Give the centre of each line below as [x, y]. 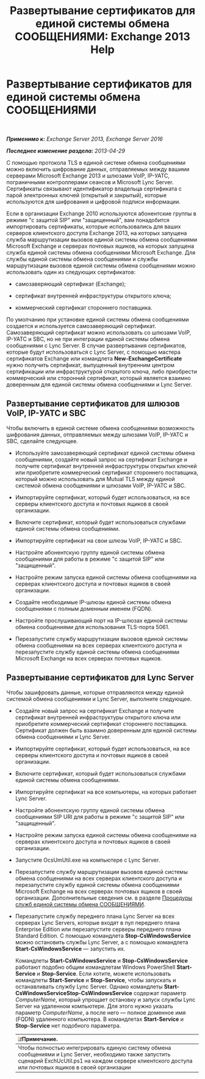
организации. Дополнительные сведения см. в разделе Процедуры [104, 898]
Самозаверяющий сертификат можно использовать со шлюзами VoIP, [99, 332]
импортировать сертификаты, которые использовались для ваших [94, 226]
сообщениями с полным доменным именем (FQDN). [84, 608]
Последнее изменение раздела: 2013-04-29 [66, 151]
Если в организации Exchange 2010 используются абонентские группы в [101, 213]
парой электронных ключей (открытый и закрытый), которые [86, 195]
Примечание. [40, 1039]
